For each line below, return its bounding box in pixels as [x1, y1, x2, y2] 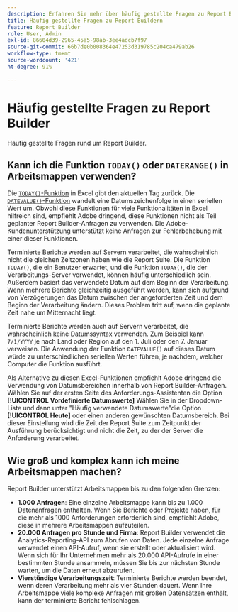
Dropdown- [188, 396, 223, 405]
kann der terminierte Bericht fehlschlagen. [17, 596, 141, 605]
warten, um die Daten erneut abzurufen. [17, 566, 135, 575]
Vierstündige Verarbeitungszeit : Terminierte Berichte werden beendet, [17, 574, 228, 582]
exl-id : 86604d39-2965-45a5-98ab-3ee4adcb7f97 [7, 37, 147, 44]
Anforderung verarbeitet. [7, 434, 80, 442]
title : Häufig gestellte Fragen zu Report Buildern [7, 17, 163, 24]
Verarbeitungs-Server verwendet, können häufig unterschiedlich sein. [7, 271, 211, 279]
